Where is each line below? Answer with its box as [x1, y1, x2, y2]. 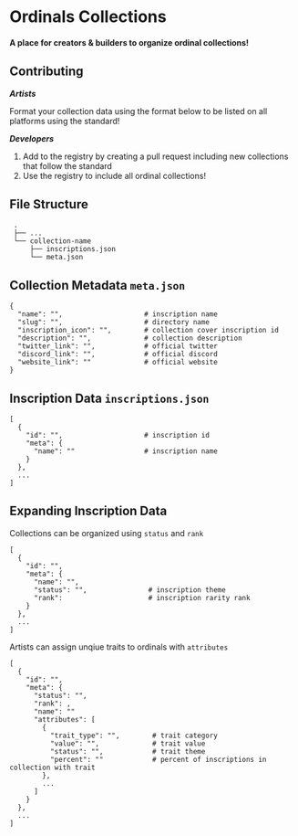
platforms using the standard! [9, 115, 120, 126]
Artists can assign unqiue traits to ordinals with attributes [9, 641, 229, 652]
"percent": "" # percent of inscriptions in [49, 755, 267, 764]
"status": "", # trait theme [49, 746, 206, 756]
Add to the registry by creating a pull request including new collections [22, 151, 289, 162]
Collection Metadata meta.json [9, 277, 186, 293]
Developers [9, 132, 55, 143]
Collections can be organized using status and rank [9, 527, 204, 538]
